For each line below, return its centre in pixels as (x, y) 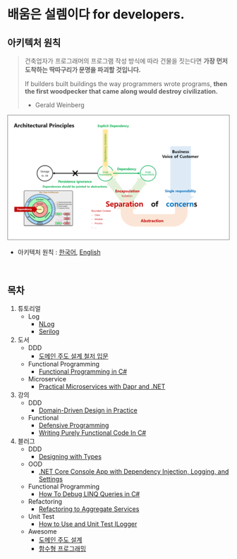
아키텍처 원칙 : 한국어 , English (59, 252)
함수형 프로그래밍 (62, 549)
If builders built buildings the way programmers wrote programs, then (126, 84)
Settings (51, 479)
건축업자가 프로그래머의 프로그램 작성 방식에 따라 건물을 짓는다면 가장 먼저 (126, 61)
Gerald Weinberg (60, 105)
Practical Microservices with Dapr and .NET (102, 387)
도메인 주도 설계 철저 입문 (73, 356)
